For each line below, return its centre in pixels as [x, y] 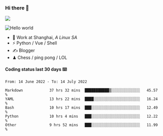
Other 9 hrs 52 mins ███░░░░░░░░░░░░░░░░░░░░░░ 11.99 [81, 125]
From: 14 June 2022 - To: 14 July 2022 [46, 82]
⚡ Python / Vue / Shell [35, 43]
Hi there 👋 [17, 8]
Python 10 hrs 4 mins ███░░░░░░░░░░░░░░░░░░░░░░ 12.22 [81, 116]
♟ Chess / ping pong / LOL [40, 58]
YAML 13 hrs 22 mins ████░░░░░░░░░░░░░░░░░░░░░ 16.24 [81, 99]
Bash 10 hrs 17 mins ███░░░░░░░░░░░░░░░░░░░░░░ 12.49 [81, 108]
